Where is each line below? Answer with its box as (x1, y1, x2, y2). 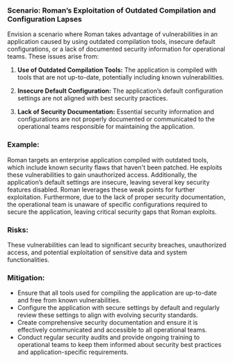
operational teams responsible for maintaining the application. (17, 123, 195, 131)
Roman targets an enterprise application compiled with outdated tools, (7, 155, 209, 164)
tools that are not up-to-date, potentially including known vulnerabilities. (17, 73, 225, 82)
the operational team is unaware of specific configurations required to (7, 200, 208, 208)
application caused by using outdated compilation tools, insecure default (7, 38, 216, 46)
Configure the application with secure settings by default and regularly (17, 304, 220, 312)
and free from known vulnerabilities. (17, 296, 121, 304)
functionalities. (7, 255, 50, 263)
